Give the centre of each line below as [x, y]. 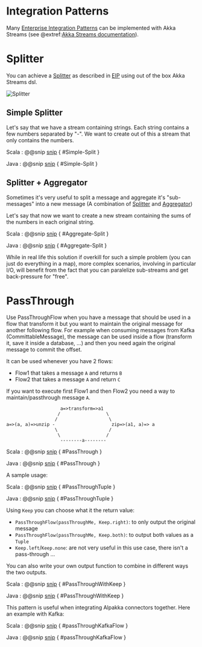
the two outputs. [27, 573]
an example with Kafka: [35, 614]
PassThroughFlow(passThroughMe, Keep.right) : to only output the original [105, 522]
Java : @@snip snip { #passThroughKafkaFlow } [66, 637]
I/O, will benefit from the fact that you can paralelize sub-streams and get [97, 270]
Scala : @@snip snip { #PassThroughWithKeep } [66, 584]
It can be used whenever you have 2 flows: [60, 361]
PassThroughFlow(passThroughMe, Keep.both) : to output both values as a [104, 535]
